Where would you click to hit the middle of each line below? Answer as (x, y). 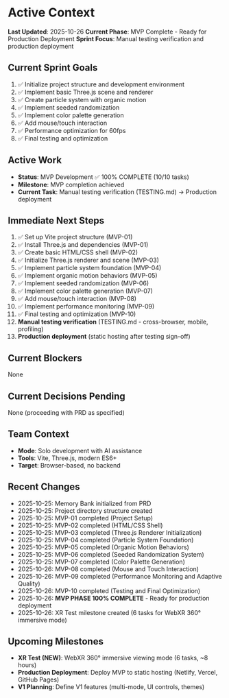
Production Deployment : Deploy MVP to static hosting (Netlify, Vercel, (118, 673)
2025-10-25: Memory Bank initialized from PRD (84, 503)
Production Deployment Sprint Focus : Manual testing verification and (106, 38)
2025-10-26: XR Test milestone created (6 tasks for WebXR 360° (109, 612)
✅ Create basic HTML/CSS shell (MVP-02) (78, 252)
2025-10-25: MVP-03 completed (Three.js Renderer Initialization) (110, 532)
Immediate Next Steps (56, 220)
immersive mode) (42, 620)
